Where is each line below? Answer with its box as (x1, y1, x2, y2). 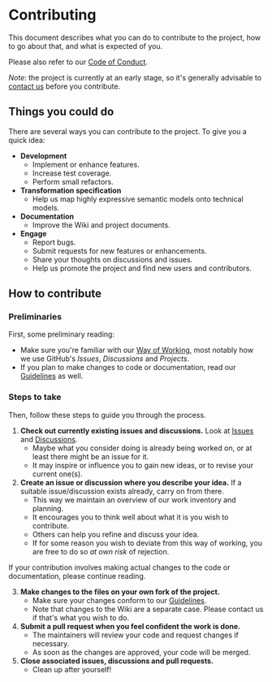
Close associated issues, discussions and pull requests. (19, 656, 214, 666)
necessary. (32, 638, 70, 648)
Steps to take (8, 392, 62, 403)
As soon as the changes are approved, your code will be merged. (32, 647, 251, 657)
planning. (32, 503, 64, 513)
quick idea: (8, 135, 46, 145)
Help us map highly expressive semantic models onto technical (32, 193, 244, 204)
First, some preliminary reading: (8, 329, 115, 339)
